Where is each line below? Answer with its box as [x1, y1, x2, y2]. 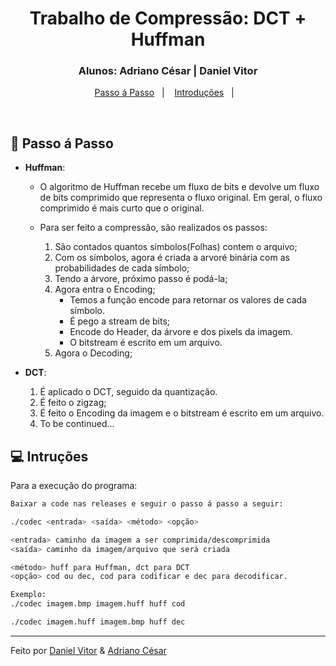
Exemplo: [10, 590, 47, 600]
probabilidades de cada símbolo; [54, 262, 190, 274]
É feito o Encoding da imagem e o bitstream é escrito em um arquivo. [39, 407, 325, 419]
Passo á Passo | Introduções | [94, 87, 235, 99]
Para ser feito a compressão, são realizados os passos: [39, 222, 268, 234]
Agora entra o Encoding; [54, 283, 156, 296]
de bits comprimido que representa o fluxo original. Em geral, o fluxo [39, 192, 323, 204]
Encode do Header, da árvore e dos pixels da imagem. [69, 326, 293, 338]
